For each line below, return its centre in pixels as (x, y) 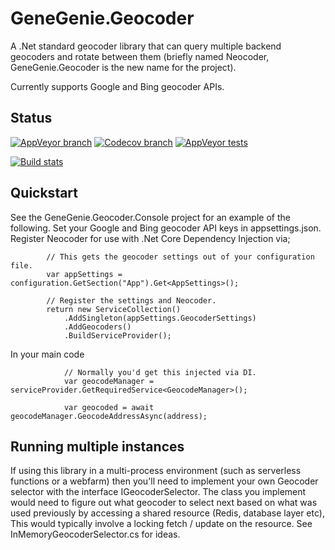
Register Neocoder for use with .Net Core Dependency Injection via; (150, 238)
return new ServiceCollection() (114, 309)
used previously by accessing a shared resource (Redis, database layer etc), (167, 513)
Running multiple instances (97, 446)
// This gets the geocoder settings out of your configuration (180, 257)
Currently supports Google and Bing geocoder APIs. (117, 86)
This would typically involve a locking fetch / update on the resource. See (161, 524)
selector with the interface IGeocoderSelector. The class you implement (158, 492)
